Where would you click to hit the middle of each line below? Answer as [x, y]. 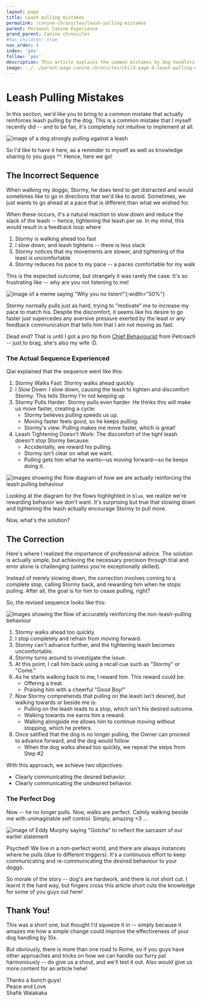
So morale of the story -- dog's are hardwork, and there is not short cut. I [97, 879]
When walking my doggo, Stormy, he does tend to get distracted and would [100, 190]
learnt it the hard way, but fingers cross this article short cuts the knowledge [101, 885]
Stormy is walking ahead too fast [56, 239]
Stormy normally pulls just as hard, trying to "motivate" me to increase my [98, 306]
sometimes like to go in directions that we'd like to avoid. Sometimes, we [96, 197]
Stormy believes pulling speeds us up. [71, 415]
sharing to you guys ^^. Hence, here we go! [60, 156]
